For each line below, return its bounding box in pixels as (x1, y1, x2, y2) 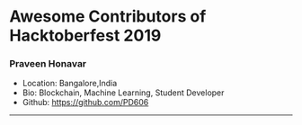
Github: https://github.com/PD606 (22, 97, 149, 108)
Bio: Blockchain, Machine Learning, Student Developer (22, 87, 225, 98)
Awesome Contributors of (9, 6, 207, 27)
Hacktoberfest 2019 (9, 25, 162, 46)
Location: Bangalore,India (22, 78, 118, 89)
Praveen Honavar (9, 58, 87, 70)
